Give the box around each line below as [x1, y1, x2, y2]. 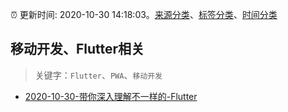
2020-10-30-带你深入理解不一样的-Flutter [24, 90, 198, 102]
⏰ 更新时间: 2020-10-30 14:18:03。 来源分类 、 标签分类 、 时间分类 [10, 9, 278, 20]
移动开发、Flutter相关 [10, 41, 145, 58]
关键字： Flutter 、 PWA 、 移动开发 [34, 69, 163, 81]
